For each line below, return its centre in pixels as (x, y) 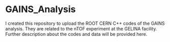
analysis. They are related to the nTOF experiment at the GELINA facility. (81, 28)
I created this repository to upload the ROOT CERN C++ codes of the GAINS (85, 23)
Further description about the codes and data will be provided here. (76, 34)
